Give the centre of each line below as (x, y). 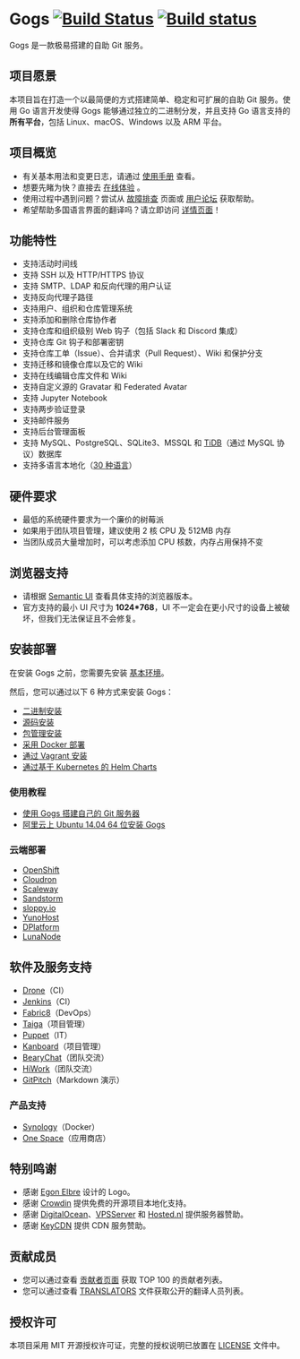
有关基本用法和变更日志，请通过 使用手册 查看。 (111, 176)
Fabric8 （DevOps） (59, 1013)
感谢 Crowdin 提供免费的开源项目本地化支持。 (107, 1203)
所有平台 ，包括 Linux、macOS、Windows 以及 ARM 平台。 (118, 122)
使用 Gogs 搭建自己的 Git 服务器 (81, 813)
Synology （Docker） (61, 1127)
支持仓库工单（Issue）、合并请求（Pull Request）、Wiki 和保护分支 (142, 353)
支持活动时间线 (50, 263)
